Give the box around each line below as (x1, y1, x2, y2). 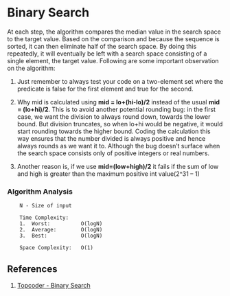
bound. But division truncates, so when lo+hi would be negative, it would (16, 119, 223, 128)
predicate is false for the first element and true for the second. (16, 84, 194, 93)
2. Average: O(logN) (19, 227, 103, 234)
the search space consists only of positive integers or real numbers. (16, 149, 210, 157)
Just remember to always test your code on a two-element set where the (16, 77, 224, 85)
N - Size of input (19, 203, 72, 209)
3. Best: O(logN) (19, 232, 103, 240)
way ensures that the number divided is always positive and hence (16, 134, 206, 142)
